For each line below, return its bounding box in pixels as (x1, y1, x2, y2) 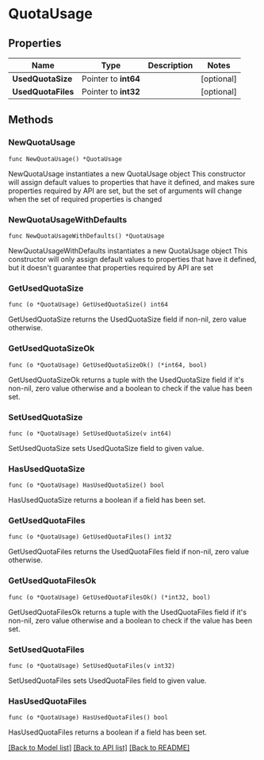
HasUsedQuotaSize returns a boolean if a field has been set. (8, 496, 206, 505)
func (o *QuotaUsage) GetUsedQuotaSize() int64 (8, 301, 169, 309)
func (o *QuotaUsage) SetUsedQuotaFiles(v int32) (8, 662, 176, 670)
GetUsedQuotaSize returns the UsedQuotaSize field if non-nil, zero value (8, 314, 247, 324)
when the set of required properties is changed (8, 194, 163, 203)
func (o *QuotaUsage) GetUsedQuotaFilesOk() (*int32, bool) (8, 593, 212, 601)
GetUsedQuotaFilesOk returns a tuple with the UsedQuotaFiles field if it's (8, 607, 247, 616)
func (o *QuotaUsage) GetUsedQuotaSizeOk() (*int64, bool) (8, 361, 208, 369)
